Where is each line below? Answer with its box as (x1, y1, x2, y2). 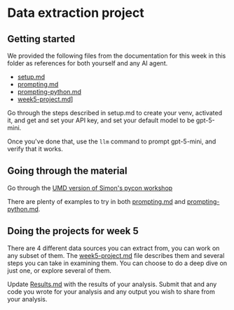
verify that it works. (7, 145, 63, 153)
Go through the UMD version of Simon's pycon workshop (7, 183, 173, 192)
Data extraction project (7, 5, 145, 21)
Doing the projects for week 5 (7, 225, 139, 237)
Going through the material (7, 165, 128, 177)
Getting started (7, 33, 76, 45)
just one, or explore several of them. (7, 266, 112, 275)
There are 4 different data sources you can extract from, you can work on (7, 244, 220, 252)
